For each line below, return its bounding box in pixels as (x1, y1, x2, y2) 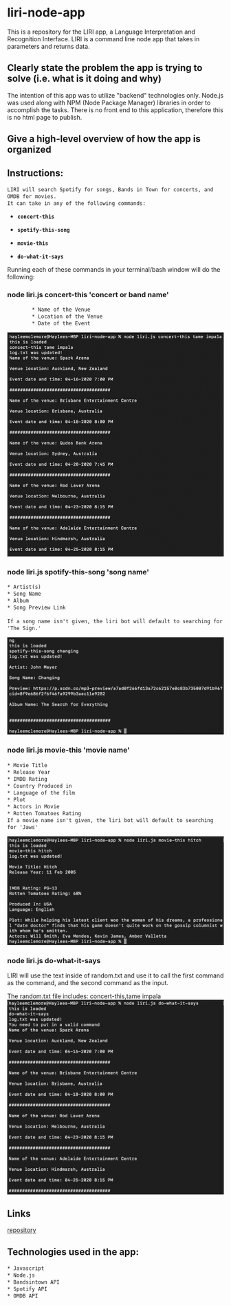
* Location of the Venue (32, 313, 103, 321)
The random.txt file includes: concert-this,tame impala (7, 992, 162, 1000)
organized (7, 144, 52, 155)
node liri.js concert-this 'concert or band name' (7, 290, 170, 299)
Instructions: (7, 167, 64, 179)
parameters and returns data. (7, 42, 91, 50)
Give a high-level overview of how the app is (7, 133, 201, 145)
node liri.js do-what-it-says (7, 956, 101, 965)
